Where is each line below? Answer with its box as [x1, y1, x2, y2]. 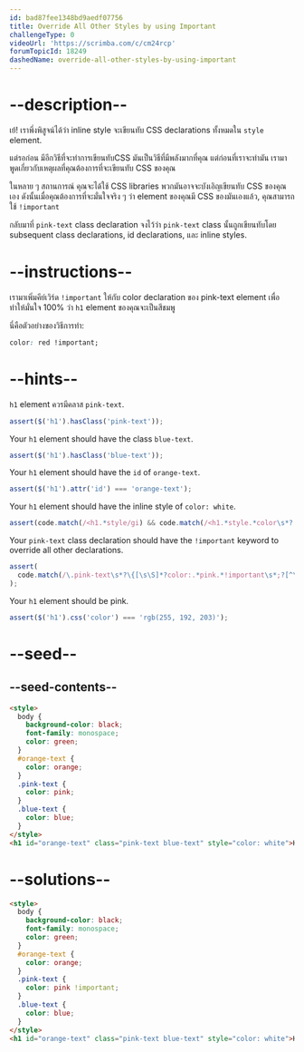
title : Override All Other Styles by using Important [9, 22, 217, 31]
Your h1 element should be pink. [9, 595, 129, 606]
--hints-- [9, 368, 79, 389]
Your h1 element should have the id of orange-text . [9, 467, 201, 478]
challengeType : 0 [9, 30, 75, 39]
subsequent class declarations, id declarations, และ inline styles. [9, 229, 247, 240]
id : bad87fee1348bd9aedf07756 [9, 13, 124, 23]
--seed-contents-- [9, 679, 118, 695]
